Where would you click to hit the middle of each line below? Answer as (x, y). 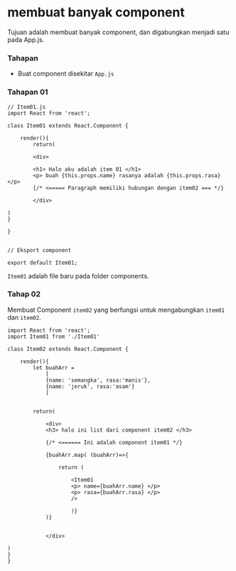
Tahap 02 (24, 294)
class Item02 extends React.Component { (68, 349)
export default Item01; (43, 263)
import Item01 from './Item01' (54, 336)
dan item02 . (24, 317)
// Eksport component (39, 250)
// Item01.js (27, 107)
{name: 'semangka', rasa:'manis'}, (98, 380)
